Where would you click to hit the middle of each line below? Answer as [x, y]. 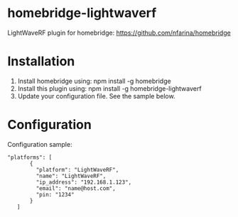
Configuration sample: [40, 144]
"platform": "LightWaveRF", [77, 169]
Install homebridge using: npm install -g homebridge [94, 81]
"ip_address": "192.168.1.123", [84, 182]
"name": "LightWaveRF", [71, 176]
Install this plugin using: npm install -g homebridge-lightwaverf [109, 88]
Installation [41, 61]
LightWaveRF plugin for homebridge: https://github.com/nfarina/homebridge [119, 33]
